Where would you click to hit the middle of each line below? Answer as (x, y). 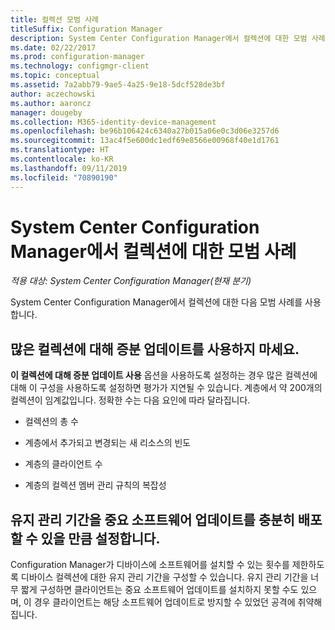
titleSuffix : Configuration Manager (86, 29)
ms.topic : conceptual (55, 76)
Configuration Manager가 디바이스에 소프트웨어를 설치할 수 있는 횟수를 (150, 565)
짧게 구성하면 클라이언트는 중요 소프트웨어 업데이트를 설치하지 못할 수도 (159, 590)
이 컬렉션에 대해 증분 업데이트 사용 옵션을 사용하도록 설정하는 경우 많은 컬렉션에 (164, 375)
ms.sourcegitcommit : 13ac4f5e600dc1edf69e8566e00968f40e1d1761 (145, 141)
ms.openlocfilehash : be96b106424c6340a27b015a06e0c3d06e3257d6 (145, 131)
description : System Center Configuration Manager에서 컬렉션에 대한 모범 (159, 38)
